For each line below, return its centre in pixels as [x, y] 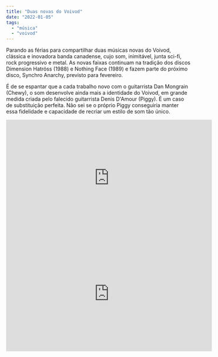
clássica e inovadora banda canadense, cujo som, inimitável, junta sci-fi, [94, 56]
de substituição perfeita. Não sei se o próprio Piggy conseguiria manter [93, 105]
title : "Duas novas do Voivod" [44, 11]
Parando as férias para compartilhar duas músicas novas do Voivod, [89, 50]
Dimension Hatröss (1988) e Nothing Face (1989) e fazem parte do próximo [97, 69]
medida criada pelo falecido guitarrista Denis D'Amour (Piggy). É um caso [95, 99]
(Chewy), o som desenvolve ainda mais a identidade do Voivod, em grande [97, 93]
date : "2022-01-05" [30, 17]
